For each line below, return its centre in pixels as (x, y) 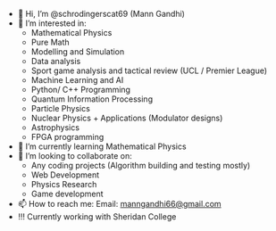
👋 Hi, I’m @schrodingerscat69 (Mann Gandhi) (101, 14)
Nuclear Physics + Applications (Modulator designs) (127, 118)
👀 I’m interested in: (52, 23)
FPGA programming (67, 137)
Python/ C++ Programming (81, 90)
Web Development (65, 175)
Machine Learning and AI (77, 80)
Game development (67, 194)
